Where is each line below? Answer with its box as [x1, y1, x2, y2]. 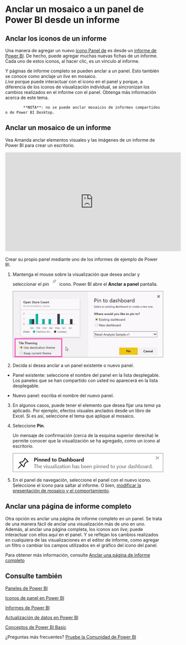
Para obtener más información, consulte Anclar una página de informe [5, 552, 150, 558]
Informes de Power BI [5, 604, 50, 611]
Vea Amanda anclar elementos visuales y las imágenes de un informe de [5, 137, 155, 143]
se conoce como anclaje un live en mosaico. [5, 73, 97, 79]
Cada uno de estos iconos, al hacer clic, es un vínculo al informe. [5, 58, 140, 64]
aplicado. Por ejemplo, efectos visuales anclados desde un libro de [12, 408, 151, 414]
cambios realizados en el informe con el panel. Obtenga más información [5, 89, 156, 95]
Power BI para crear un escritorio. [5, 142, 75, 148]
